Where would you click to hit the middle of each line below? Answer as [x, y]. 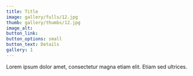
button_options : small [34, 39]
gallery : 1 [20, 50]
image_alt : [20, 28]
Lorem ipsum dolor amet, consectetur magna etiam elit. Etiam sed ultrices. [97, 67]
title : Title [22, 11]
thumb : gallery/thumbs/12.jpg [44, 22]
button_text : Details [33, 45]
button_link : [22, 34]
